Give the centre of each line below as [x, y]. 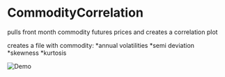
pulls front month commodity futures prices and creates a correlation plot [113, 32]
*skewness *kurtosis [37, 53]
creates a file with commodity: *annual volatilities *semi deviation [101, 45]
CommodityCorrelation [76, 13]
